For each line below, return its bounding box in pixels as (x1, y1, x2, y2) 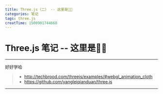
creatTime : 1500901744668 (5, 20, 57, 26)
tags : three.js (5, 16, 36, 21)
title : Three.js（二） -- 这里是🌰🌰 (5, 7, 73, 12)
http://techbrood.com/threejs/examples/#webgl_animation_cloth (24, 74, 153, 80)
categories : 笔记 (5, 12, 39, 16)
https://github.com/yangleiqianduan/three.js (24, 79, 113, 85)
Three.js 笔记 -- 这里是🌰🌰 (5, 43, 107, 54)
